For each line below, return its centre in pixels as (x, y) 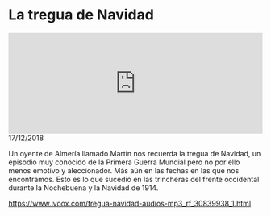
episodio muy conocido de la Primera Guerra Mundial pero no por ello (124, 162)
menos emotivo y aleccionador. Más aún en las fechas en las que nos (124, 170)
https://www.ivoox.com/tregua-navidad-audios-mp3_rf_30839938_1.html (130, 203)
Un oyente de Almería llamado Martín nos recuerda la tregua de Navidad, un (135, 153)
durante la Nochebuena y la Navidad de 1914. (83, 188)
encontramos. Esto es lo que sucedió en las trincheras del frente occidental (134, 179)
